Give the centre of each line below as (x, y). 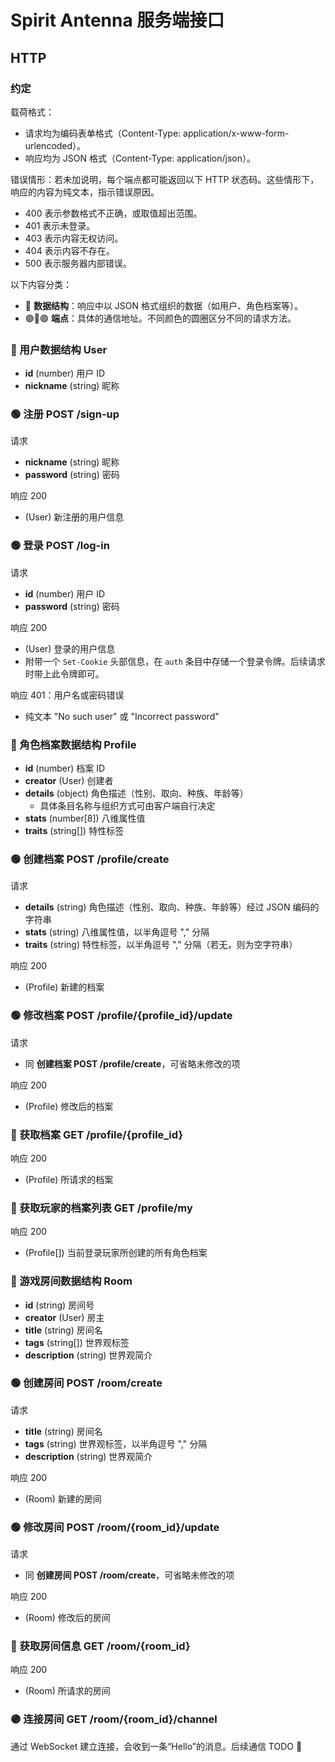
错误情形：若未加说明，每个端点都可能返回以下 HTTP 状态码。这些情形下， (165, 179)
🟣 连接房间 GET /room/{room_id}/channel (114, 1719)
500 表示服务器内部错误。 (78, 263)
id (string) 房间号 (59, 1305)
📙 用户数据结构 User (59, 349)
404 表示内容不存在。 (69, 250)
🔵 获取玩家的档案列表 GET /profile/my (101, 1208)
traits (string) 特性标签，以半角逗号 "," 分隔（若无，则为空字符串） (161, 945)
